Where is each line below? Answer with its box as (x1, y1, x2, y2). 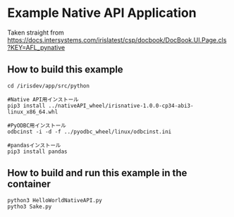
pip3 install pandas (7, 148, 68, 155)
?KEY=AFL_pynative (7, 43, 66, 51)
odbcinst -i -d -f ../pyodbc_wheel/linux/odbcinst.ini (7, 128, 172, 135)
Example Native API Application (7, 5, 197, 21)
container (7, 178, 51, 190)
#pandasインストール (7, 142, 61, 149)
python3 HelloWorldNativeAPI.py (7, 197, 102, 204)
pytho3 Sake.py (7, 203, 52, 210)
